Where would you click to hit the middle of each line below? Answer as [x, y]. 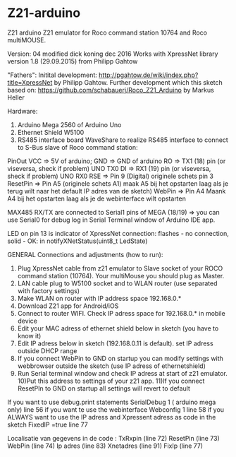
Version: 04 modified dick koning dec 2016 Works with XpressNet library [113, 54]
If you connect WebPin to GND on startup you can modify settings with [120, 358]
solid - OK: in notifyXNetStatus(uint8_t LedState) [77, 241]
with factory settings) [48, 290]
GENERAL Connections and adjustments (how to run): [85, 254]
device [27, 321]
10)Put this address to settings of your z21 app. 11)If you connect [111, 381]
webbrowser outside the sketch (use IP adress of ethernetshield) [112, 366]
